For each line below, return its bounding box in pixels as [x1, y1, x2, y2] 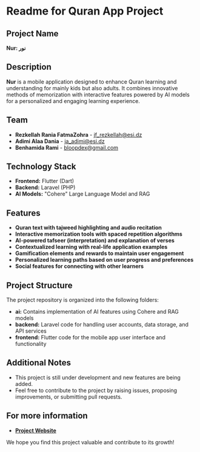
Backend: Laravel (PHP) [15, 184, 76, 191]
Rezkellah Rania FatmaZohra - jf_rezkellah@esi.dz [15, 131, 142, 138]
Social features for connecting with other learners [15, 262, 144, 270]
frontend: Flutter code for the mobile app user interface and [15, 334, 165, 341]
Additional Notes [6, 357, 72, 368]
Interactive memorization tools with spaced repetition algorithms [15, 230, 183, 238]
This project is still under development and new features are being [15, 374, 181, 381]
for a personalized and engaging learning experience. [6, 97, 141, 104]
